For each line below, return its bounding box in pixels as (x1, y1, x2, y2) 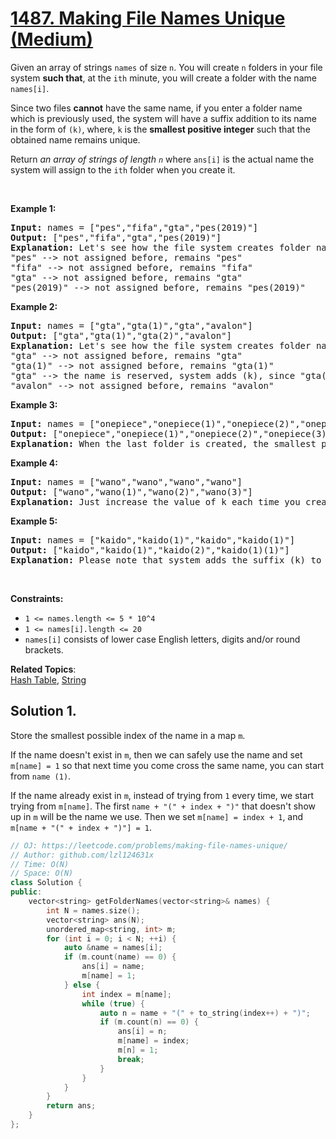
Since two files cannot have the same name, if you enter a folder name (10, 102, 303, 114)
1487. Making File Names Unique (10, 7, 286, 30)
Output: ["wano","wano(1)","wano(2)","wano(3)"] (10, 486, 253, 497)
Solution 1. (10, 703, 77, 720)
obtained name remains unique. (10, 133, 141, 146)
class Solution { (10, 878, 83, 888)
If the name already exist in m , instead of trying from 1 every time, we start (10, 789, 315, 801)
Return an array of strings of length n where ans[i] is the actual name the (10, 153, 315, 165)
